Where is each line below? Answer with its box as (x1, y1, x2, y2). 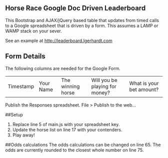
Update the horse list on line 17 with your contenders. (12, 126, 122, 132)
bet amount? (129, 86, 159, 93)
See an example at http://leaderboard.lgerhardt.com (5, 37, 112, 43)
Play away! (12, 132, 35, 138)
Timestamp (7, 82, 34, 89)
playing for (91, 82, 116, 89)
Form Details (5, 52, 46, 60)
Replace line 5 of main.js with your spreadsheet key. (12, 121, 120, 127)
